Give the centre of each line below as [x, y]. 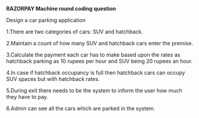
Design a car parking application [46, 20]
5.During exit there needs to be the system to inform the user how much [94, 91]
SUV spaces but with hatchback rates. [53, 79]
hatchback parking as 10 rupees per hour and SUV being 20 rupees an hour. [99, 61]
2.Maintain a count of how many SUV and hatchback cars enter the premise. [99, 43]
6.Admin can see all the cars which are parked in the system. [81, 108]
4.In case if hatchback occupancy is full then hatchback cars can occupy [96, 73]
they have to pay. [27, 97]
